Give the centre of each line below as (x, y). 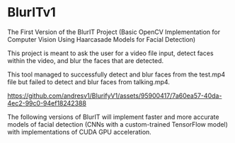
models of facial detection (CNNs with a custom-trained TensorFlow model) (118, 124)
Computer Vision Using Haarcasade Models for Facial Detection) (102, 39)
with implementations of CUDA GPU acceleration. (80, 132)
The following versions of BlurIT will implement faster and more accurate (113, 117)
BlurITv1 (32, 12)
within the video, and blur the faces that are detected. (86, 60)
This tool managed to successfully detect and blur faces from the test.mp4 (116, 74)
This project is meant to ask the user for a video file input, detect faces (110, 53)
